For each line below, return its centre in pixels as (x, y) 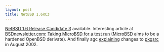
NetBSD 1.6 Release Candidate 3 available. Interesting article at (69, 28)
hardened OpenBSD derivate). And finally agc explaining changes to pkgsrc (82, 39)
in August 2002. (21, 44)
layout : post (19, 10)
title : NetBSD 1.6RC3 (27, 14)
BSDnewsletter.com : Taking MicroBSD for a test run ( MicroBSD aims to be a (82, 34)
